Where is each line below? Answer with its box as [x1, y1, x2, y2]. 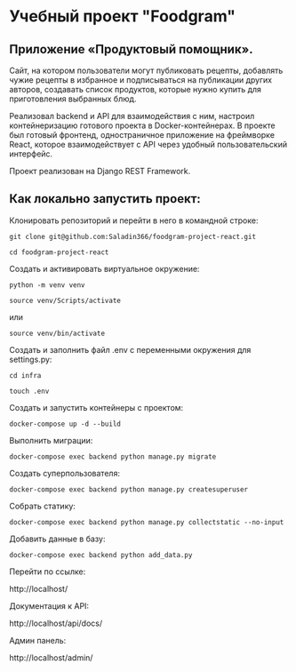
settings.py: [9, 354, 52, 364]
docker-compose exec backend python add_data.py [9, 550, 193, 559]
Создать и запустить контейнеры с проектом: [9, 402, 184, 412]
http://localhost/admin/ [9, 652, 93, 663]
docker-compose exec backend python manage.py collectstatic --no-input [9, 517, 284, 526]
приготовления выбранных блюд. [9, 93, 137, 104]
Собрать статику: [9, 500, 76, 511]
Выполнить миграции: [9, 435, 93, 445]
